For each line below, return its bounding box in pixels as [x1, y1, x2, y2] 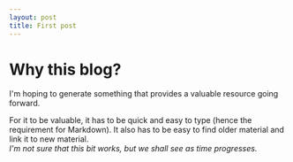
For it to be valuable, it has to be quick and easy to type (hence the [9, 115, 252, 126]
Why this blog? [9, 59, 122, 80]
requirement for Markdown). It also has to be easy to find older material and [9, 125, 285, 135]
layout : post [9, 12, 57, 22]
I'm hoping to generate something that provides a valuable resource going [9, 89, 279, 99]
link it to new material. [9, 134, 89, 144]
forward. [9, 98, 41, 109]
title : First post [9, 21, 77, 30]
